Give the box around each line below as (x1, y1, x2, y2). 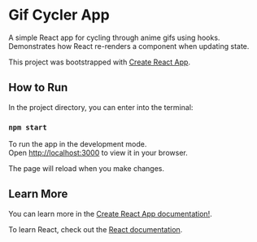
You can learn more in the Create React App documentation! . (8, 209, 213, 218)
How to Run (8, 81, 68, 95)
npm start (8, 122, 47, 132)
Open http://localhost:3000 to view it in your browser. (8, 148, 189, 158)
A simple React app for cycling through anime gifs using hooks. (8, 33, 220, 42)
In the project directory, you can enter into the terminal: (8, 102, 194, 112)
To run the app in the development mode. (8, 139, 147, 149)
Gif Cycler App (8, 6, 110, 24)
